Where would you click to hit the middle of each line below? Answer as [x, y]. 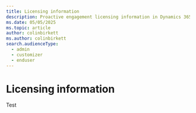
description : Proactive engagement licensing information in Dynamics [94, 17]
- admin [21, 50]
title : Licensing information [43, 11]
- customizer [27, 55]
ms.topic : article [28, 28]
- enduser [23, 60]
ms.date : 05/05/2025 [31, 22]
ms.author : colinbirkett [36, 38]
